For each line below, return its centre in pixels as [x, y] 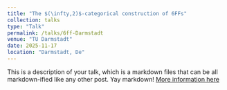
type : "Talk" [26, 26]
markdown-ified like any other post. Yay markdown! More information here [113, 79]
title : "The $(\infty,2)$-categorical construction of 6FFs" [97, 13]
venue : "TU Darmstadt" [40, 39]
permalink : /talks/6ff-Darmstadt [55, 33]
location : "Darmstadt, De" [46, 53]
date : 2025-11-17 [32, 46]
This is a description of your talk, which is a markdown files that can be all [112, 72]
